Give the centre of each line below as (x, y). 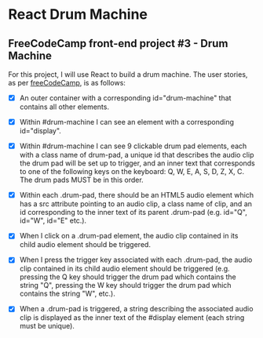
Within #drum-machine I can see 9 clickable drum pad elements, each (133, 146)
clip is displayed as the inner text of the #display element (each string (132, 318)
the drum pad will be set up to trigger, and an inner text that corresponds (137, 163)
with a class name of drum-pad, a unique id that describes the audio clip (137, 155)
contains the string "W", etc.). (67, 294)
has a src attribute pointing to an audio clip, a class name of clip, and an (136, 204)
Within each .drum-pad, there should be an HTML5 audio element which (136, 195)
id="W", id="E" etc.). (53, 220)
